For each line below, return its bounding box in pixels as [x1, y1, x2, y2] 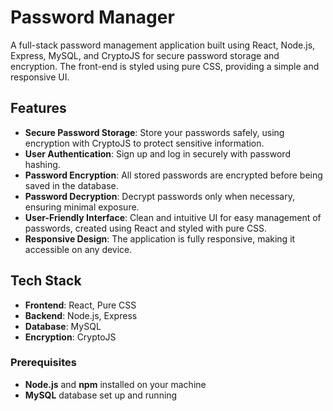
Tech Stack [10, 272, 82, 290]
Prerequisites [10, 356, 77, 370]
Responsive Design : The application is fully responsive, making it [24, 232, 296, 245]
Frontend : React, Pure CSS [24, 299, 137, 311]
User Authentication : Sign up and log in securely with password [24, 147, 291, 160]
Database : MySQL [24, 320, 102, 332]
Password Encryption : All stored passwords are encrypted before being [24, 169, 323, 181]
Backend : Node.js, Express [24, 309, 138, 321]
